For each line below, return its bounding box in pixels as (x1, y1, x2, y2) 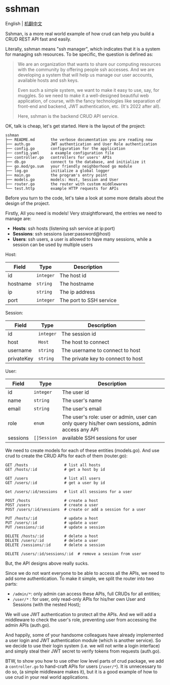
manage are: (5, 215, 32, 221)
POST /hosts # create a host (5, 498, 99, 503)
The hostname (59, 280, 94, 287)
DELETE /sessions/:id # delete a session (5, 542, 105, 547)
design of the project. (5, 200, 50, 206)
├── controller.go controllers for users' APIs (5, 155, 112, 160)
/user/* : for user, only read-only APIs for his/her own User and (12, 596, 145, 602)
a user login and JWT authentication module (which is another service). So (5, 637, 161, 643)
